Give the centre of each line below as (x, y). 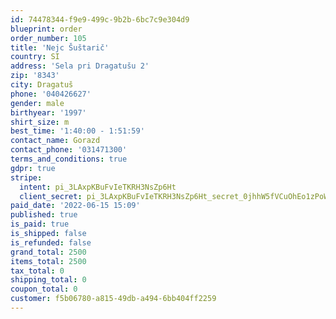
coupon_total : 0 (44, 289)
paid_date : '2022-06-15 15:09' (75, 206)
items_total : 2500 (48, 261)
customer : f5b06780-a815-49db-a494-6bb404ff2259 (113, 299)
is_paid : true (40, 224)
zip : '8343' (35, 76)
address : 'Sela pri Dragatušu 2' (80, 66)
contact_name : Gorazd (55, 141)
